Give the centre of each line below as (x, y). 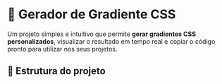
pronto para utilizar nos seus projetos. (62, 49)
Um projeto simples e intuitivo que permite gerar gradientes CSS (101, 34)
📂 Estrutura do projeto (56, 71)
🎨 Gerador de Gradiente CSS (92, 14)
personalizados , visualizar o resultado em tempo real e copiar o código (111, 41)
